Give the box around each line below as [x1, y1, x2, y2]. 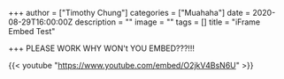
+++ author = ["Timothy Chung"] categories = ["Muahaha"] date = [8, 8, 251, 18]
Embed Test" [8, 26, 56, 36]
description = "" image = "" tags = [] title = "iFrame [74, 17, 261, 27]
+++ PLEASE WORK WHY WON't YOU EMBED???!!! [8, 43, 196, 54]
